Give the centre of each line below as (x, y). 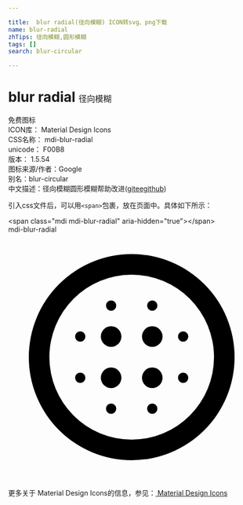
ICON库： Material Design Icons (60, 130)
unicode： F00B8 (36, 149)
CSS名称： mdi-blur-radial (51, 140)
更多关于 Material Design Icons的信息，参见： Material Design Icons (118, 493)
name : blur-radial (38, 29)
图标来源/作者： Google (45, 169)
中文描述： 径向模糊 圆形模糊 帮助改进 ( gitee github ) (87, 188)
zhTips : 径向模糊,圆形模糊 (47, 37)
